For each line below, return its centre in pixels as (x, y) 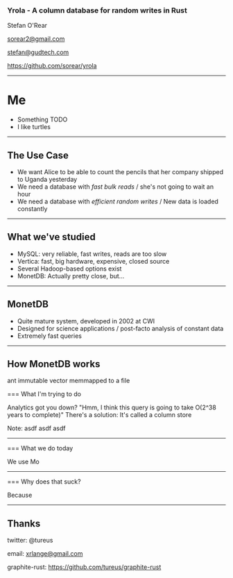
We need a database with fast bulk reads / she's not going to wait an (115, 187)
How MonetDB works (54, 364)
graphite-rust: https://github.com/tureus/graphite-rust (84, 567)
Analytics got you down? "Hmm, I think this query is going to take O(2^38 (112, 407)
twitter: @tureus (30, 541)
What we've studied (51, 237)
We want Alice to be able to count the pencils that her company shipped (120, 172)
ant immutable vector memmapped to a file (69, 381)
